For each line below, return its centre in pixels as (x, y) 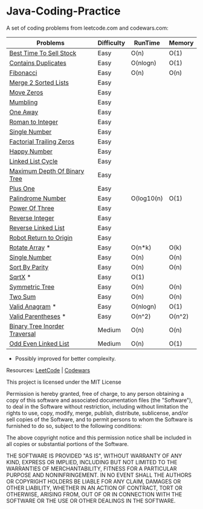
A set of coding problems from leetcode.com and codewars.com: (87, 28)
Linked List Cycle (34, 161)
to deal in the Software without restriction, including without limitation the (97, 406)
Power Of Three (32, 208)
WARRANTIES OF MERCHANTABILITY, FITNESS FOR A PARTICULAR (92, 468)
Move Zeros (26, 92)
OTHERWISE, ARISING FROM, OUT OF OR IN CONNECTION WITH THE (94, 494)
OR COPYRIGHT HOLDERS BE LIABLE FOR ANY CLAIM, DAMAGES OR (94, 481)
